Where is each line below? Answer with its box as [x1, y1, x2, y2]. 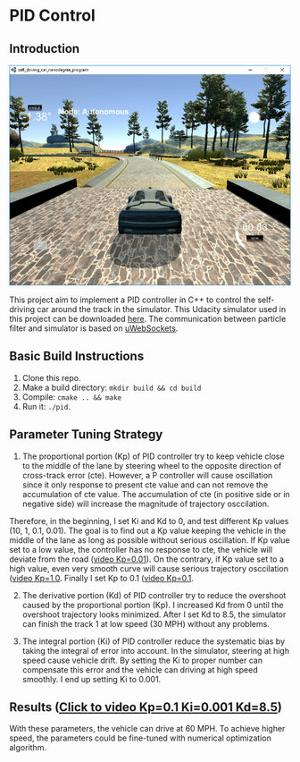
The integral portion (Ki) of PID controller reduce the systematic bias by [21, 636, 286, 647]
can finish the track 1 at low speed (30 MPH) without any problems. [21, 618, 270, 629]
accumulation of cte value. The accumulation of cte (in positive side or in [21, 488, 290, 499]
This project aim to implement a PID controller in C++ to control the [9, 294, 256, 305]
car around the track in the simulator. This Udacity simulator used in [37, 304, 287, 315]
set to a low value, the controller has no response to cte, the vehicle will [9, 544, 273, 555]
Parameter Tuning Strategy [9, 427, 163, 443]
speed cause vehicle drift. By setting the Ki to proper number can [21, 655, 263, 665]
